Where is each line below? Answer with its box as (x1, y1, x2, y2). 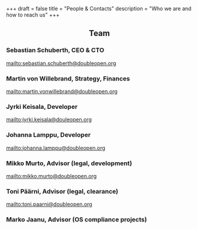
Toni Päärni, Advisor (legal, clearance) (6, 187, 118, 195)
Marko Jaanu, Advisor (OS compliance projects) (6, 215, 147, 224)
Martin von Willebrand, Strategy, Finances (6, 74, 130, 82)
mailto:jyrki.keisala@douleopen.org (6, 116, 92, 123)
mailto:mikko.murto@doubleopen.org (6, 172, 97, 179)
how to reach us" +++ (6, 11, 60, 18)
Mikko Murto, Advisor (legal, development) (6, 159, 133, 167)
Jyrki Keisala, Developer (6, 102, 78, 111)
